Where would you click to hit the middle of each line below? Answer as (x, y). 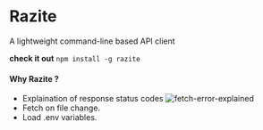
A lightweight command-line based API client (93, 41)
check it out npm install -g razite (75, 58)
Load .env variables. (59, 118)
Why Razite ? (34, 78)
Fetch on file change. (61, 108)
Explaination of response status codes (93, 99)
